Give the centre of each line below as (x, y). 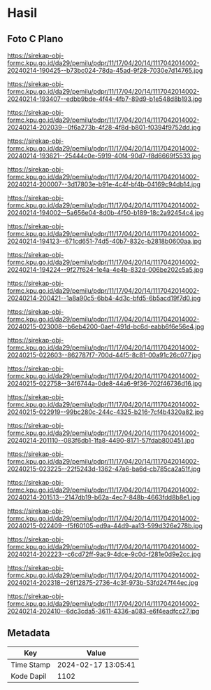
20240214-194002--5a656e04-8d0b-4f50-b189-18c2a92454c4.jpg (105, 213)
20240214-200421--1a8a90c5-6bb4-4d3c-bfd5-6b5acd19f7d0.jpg (104, 298)
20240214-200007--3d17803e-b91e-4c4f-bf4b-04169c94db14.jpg (104, 184)
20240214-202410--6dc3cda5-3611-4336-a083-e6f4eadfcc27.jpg (103, 611)
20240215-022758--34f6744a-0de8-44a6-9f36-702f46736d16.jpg (105, 384)
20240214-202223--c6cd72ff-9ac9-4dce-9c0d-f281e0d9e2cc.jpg (104, 554)
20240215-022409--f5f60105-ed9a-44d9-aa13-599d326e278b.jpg (105, 526)
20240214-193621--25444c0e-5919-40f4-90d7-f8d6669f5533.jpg (104, 156)
